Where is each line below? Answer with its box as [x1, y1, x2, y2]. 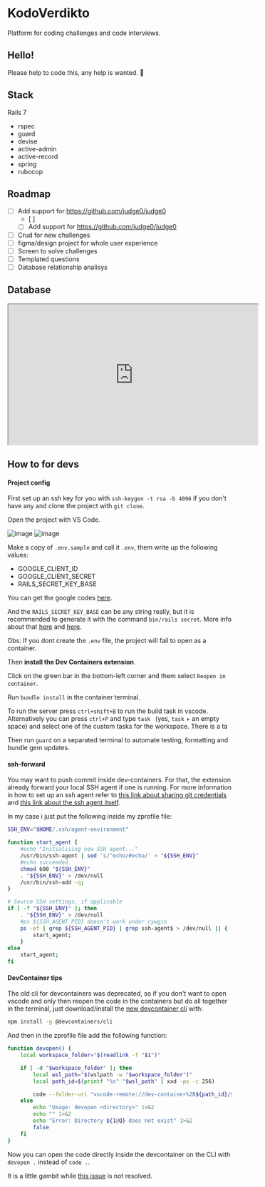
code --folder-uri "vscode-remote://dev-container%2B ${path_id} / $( [33, 1091, 237, 1098]
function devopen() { [7, 1045, 72, 1052]
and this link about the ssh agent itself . [7, 798, 121, 807]
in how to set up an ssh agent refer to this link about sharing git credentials [7, 791, 227, 799]
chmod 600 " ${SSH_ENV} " [20, 865, 91, 872]
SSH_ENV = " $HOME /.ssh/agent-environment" [7, 826, 130, 833]
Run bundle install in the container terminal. [7, 693, 140, 702]
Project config [7, 478, 51, 487]
